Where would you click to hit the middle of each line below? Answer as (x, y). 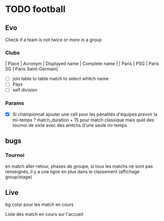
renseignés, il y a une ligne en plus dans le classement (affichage (72, 171)
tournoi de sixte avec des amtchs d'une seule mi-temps (70, 125)
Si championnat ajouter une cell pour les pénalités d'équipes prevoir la (85, 114)
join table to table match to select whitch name (60, 79)
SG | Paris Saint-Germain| (32, 69)
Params (14, 103)
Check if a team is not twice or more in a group (53, 40)
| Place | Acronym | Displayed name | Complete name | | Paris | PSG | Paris (82, 64)
